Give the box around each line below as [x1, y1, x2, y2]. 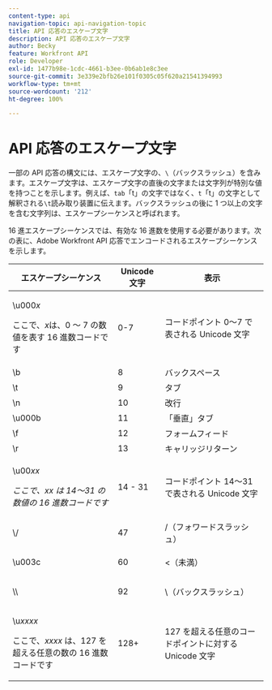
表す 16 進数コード [28, 332, 101, 343]
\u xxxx [12, 615, 39, 627]
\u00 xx [12, 465, 40, 477]
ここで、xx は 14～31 [12, 485, 96, 496]
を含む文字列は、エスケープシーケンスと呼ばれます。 [8, 209, 185, 218]
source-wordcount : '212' [8, 87, 92, 96]
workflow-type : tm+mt [8, 80, 82, 88]
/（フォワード [164, 521, 217, 533]
